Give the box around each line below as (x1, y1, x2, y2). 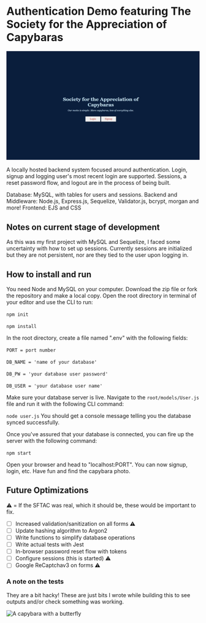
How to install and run (6, 269, 92, 280)
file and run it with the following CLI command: (6, 401, 124, 408)
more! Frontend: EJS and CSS (6, 204, 82, 211)
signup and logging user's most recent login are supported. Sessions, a (6, 173, 187, 180)
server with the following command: (6, 437, 97, 445)
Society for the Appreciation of (6, 17, 167, 31)
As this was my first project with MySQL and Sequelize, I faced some (6, 238, 181, 246)
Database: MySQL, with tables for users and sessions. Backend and (6, 191, 178, 198)
